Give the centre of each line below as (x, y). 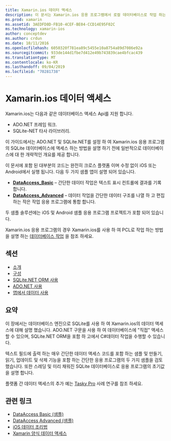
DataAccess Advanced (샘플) (43, 421)
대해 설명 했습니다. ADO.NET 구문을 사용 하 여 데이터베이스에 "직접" (82, 330)
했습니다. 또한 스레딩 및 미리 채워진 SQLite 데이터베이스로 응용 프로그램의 (78, 366)
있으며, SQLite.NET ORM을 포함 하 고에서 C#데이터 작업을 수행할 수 (84, 336)
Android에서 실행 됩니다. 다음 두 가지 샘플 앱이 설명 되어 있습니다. (71, 171)
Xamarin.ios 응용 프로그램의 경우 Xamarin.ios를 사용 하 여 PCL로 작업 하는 (80, 230)
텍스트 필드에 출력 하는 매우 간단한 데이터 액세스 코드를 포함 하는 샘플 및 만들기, (84, 353)
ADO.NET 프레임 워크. (35, 124)
